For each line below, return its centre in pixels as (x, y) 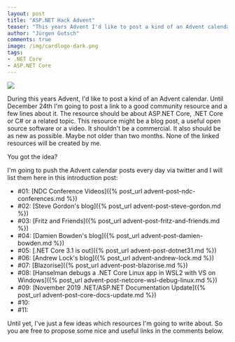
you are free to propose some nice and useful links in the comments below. (115, 330)
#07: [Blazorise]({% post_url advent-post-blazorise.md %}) (102, 265)
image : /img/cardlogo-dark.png (53, 46)
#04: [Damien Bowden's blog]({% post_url (78, 235)
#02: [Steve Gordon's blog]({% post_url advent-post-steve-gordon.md (119, 206)
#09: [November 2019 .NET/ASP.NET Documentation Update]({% (112, 288)
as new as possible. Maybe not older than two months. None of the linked (113, 135)
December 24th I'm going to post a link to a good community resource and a (117, 106)
